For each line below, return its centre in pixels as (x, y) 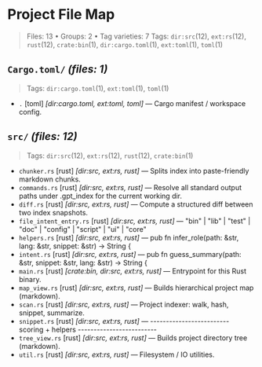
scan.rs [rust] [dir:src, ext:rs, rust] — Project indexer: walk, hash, (124, 304)
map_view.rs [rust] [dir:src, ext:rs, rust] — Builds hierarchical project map (136, 288)
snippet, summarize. (52, 313)
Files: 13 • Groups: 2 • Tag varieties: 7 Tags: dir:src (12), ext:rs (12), (136, 36)
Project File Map (61, 15)
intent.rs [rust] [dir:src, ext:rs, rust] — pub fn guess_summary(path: (130, 254)
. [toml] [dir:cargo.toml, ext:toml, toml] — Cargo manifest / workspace (132, 103)
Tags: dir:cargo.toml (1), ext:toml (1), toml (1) (98, 88)
